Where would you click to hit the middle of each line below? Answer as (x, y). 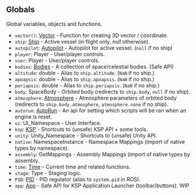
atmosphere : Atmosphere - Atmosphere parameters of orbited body (96, 98)
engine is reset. (33, 117)
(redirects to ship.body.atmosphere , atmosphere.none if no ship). (92, 104)
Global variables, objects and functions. (54, 24)
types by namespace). (42, 148)
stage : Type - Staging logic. (48, 173)
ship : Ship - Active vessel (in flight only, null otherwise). (82, 41)
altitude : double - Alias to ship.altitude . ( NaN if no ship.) (84, 72)
